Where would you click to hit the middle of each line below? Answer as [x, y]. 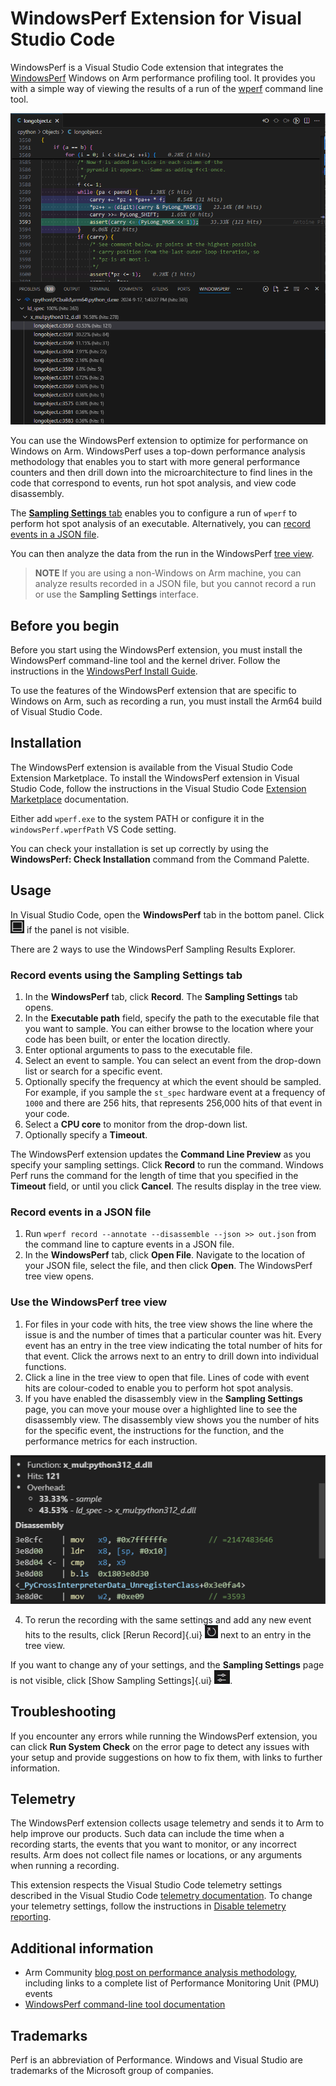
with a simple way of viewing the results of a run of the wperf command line [167, 88]
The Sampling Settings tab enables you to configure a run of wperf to [154, 513]
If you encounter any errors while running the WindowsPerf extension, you [164, 1736]
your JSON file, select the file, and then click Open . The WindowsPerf [168, 1266]
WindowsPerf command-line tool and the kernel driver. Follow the [145, 661]
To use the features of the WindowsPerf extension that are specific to [153, 691]
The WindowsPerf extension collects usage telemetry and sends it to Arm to [167, 1823]
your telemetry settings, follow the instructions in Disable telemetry [148, 1906]
